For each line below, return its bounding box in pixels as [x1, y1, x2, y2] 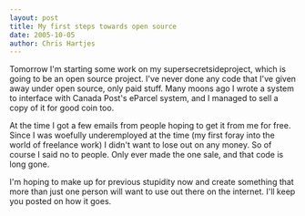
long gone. [9, 159, 50, 170]
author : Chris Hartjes [9, 38, 96, 48]
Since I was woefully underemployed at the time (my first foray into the [9, 129, 275, 141]
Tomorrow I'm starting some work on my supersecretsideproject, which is [9, 64, 287, 75]
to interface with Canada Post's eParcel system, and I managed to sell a [9, 93, 280, 104]
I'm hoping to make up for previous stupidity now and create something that [9, 177, 294, 188]
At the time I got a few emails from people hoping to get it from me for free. [9, 120, 291, 131]
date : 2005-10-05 [9, 30, 76, 39]
